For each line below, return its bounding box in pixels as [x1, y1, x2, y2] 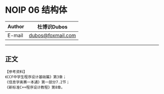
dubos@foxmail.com [29, 32, 76, 39]
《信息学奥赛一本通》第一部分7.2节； [5, 79, 70, 85]
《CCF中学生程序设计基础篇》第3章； [5, 74, 67, 79]
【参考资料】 [5, 69, 27, 74]
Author [7, 23, 24, 30]
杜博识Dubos [37, 23, 68, 30]
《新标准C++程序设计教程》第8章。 [5, 85, 65, 90]
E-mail [7, 32, 23, 39]
